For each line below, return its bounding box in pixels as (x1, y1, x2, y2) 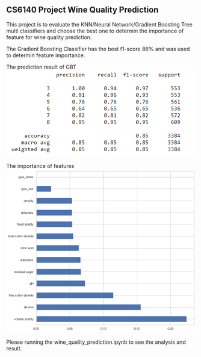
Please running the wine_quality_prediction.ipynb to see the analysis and (6, 338, 187, 346)
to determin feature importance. (6, 51, 85, 59)
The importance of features (6, 162, 75, 169)
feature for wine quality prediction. (6, 33, 92, 41)
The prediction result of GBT (6, 63, 77, 70)
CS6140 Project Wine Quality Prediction (6, 5, 159, 15)
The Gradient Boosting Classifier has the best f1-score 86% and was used (6, 45, 190, 52)
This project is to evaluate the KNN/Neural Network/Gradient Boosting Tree (6, 20, 193, 28)
